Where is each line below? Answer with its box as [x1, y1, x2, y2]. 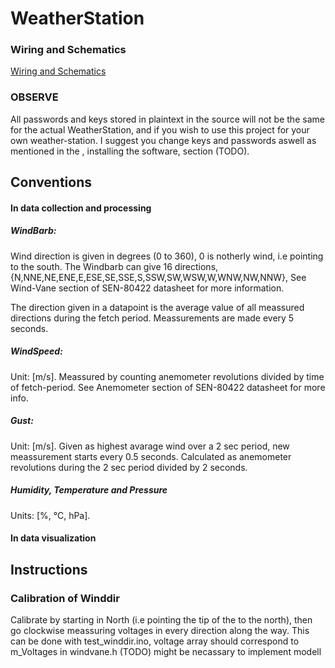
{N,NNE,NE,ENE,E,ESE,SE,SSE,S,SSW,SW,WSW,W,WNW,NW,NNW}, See [10, 271, 307, 283]
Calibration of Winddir [10, 591, 120, 605]
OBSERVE [10, 90, 59, 104]
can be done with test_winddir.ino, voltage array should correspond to [10, 635, 300, 647]
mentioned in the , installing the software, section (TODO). [10, 145, 250, 157]
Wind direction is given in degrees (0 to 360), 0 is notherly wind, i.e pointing [10, 250, 324, 262]
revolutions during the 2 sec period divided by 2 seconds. [10, 461, 248, 473]
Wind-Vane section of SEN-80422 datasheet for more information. [10, 282, 285, 294]
